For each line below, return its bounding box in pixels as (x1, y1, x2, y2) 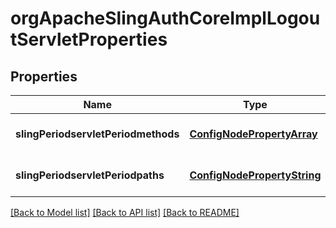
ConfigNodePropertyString (189, 168, 322, 182)
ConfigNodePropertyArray (189, 127, 318, 141)
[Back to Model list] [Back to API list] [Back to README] (10, 207, 240, 218)
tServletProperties (10, 28, 168, 51)
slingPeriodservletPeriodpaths (15, 168, 165, 182)
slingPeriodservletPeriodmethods (15, 127, 180, 141)
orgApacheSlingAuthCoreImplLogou (10, 7, 321, 30)
